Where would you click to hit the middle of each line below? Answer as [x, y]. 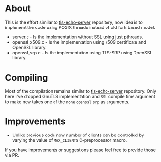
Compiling [27, 78]
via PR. [12, 155]
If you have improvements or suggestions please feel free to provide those [80, 150]
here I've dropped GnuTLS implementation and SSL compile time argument [80, 96]
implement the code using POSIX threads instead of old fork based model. [80, 27]
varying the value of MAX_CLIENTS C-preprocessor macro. [69, 140]
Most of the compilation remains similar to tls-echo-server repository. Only [80, 91]
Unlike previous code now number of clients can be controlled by [78, 135]
